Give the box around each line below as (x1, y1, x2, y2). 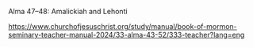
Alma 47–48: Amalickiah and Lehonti (8, 7, 128, 16)
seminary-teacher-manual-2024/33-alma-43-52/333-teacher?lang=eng (8, 31, 245, 39)
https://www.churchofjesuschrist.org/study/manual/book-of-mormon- (8, 22, 238, 31)
